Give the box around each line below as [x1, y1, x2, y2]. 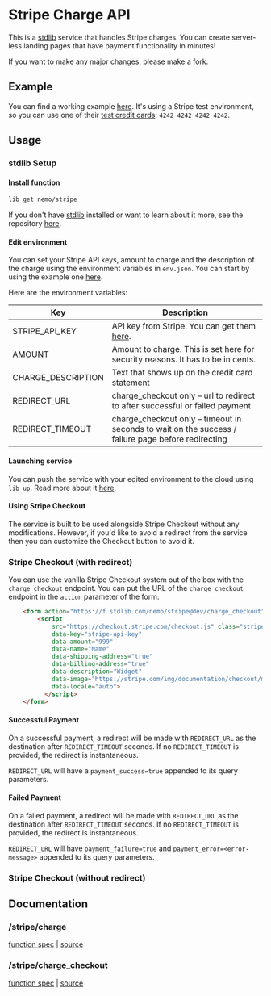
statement [111, 377, 151, 388]
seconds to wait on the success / [111, 424, 237, 435]
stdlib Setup [8, 157, 57, 169]
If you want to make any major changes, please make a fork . [8, 56, 209, 66]
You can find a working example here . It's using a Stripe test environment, [8, 101, 254, 111]
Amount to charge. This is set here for [111, 344, 255, 355]
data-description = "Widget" [51, 667, 143, 676]
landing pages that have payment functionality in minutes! [23, 40, 216, 50]
